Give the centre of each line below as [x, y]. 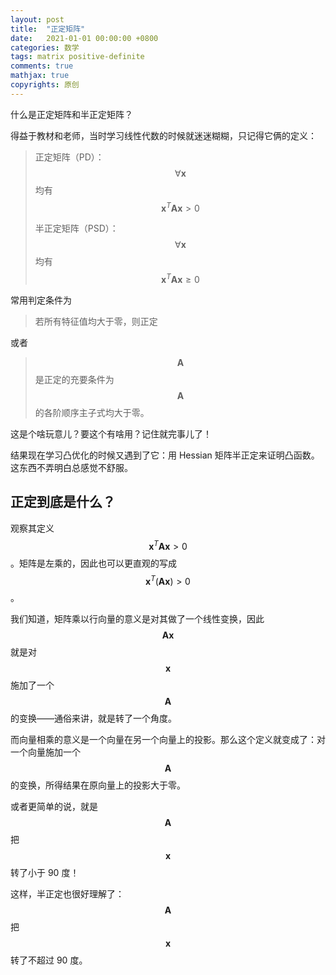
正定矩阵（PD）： [69, 157]
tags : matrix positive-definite [77, 57]
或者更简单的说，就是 [54, 807]
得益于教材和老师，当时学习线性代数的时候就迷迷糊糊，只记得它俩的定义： [163, 135]
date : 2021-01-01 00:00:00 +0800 [84, 38]
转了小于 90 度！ [45, 873]
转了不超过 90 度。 [49, 960]
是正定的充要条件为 [74, 380]
